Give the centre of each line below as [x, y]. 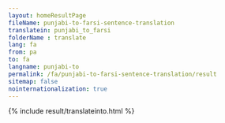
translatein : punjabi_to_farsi [60, 30]
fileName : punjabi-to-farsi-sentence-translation [92, 23]
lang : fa [22, 45]
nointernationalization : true [58, 89]
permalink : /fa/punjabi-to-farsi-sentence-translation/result [112, 74]
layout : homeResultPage [47, 15]
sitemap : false [33, 81]
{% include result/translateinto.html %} [71, 111]
